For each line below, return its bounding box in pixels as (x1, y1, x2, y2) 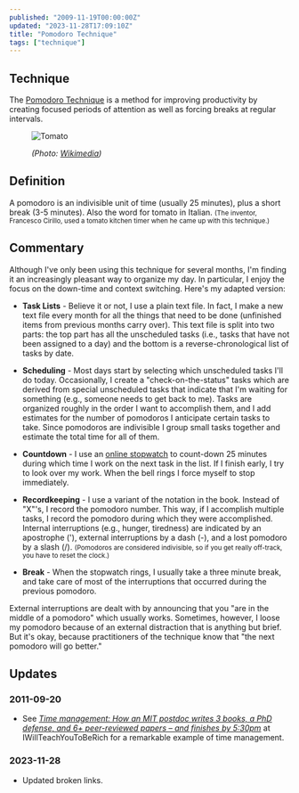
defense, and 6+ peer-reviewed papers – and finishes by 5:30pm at (21, 723, 271, 733)
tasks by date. (21, 347, 74, 358)
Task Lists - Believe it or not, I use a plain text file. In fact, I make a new (21, 300, 284, 311)
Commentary (9, 241, 85, 256)
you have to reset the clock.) (21, 551, 109, 560)
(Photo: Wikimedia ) (31, 148, 102, 159)
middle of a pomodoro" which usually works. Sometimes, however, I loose (9, 612, 280, 623)
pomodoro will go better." (9, 641, 102, 651)
